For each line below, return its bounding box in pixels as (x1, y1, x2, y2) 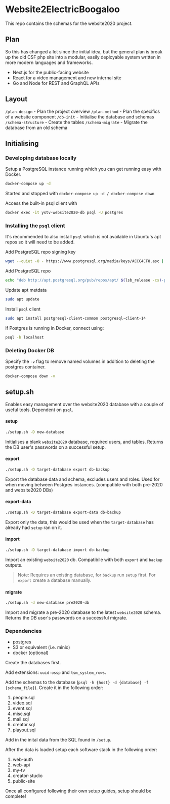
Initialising (5, 139, 39, 148)
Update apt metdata (5, 287, 47, 293)
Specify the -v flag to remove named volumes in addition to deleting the (5, 358, 155, 364)
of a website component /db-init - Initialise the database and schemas (5, 113, 154, 120)
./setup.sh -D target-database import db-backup (5, 547, 110, 552)
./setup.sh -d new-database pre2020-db (5, 600, 90, 605)
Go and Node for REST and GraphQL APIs (12, 80, 100, 86)
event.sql (12, 705, 32, 712)
